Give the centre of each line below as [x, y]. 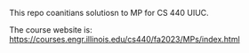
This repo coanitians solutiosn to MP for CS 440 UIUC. [109, 13]
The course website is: [51, 30]
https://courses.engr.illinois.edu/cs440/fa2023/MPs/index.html [124, 39]
